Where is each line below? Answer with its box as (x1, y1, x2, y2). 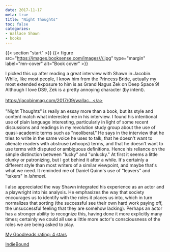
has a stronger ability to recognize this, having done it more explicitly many (5, 210, 163, 216)
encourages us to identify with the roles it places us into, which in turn (5, 194, 153, 201)
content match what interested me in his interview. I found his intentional (5, 113, 157, 119)
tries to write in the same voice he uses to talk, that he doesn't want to (5, 135, 153, 141)
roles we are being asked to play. (5, 222, 75, 228)
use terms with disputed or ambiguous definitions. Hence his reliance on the (5, 146, 165, 152)
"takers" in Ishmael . (5, 173, 47, 179)
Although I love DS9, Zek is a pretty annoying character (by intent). (5, 86, 146, 92)
